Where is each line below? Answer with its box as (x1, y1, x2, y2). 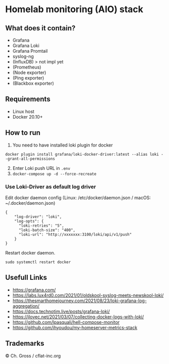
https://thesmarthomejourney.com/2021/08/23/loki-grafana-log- (12, 298, 147, 304)
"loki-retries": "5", (18, 223, 65, 228)
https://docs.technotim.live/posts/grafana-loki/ (12, 308, 110, 314)
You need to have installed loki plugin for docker (12, 142, 113, 148)
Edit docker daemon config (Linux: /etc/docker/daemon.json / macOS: (5, 194, 151, 201)
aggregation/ (12, 303, 40, 309)
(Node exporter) (12, 69, 46, 76)
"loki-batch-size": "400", (18, 227, 76, 233)
